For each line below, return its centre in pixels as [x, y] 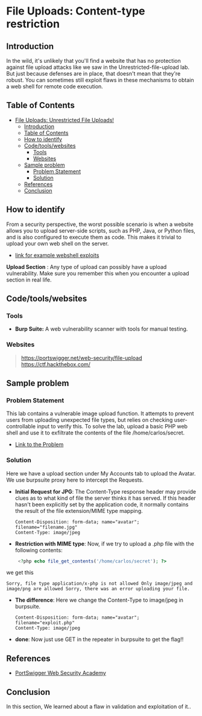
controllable [21, 427]
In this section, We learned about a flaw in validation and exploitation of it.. [99, 707]
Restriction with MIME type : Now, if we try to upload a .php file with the [104, 543]
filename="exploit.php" [45, 623]
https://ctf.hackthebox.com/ [55, 364]
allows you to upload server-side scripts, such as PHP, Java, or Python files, [101, 230]
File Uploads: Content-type [76, 11]
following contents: [39, 550]
